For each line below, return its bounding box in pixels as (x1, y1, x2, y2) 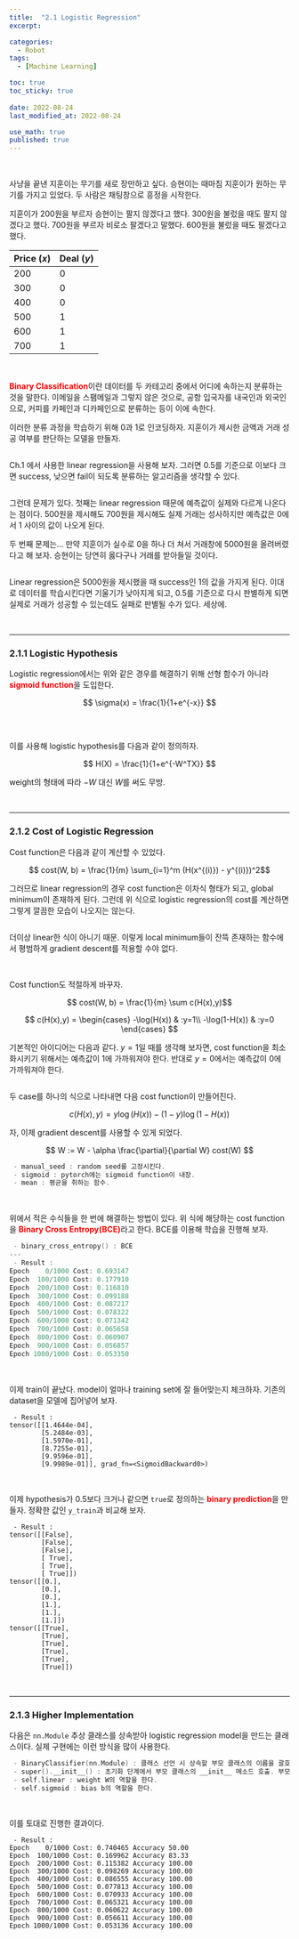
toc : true (9, 78, 46, 87)
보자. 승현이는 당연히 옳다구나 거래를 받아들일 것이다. (35, 550, 218, 561)
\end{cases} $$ (120, 1023, 179, 1034)
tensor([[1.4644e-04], (9, 1420, 93, 1429)
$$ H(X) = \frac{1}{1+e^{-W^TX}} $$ (83, 758, 216, 770)
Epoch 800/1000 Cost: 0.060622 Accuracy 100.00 (9, 1906, 193, 1915)
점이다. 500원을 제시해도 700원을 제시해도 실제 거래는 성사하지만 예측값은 (18, 509, 276, 520)
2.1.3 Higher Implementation (9, 1709, 134, 1721)
